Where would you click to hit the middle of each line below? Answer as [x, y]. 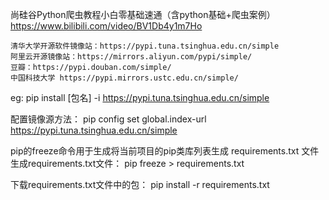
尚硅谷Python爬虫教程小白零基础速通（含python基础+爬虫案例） [143, 14]
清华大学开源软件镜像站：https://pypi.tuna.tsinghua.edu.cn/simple [145, 46]
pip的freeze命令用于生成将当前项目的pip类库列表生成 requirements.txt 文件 [165, 151]
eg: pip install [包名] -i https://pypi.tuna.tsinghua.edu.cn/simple [140, 97]
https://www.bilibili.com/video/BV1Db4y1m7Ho [106, 26]
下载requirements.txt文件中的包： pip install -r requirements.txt [140, 184]
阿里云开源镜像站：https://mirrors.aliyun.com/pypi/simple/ [131, 57]
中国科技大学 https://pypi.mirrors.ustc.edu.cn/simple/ [124, 78]
